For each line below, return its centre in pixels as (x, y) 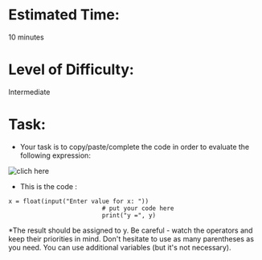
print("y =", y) (129, 215)
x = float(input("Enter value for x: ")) (79, 201)
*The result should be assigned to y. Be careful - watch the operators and (131, 230)
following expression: (55, 155)
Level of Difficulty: (71, 70)
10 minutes (26, 37)
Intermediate (29, 92)
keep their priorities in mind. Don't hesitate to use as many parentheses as (131, 238)
